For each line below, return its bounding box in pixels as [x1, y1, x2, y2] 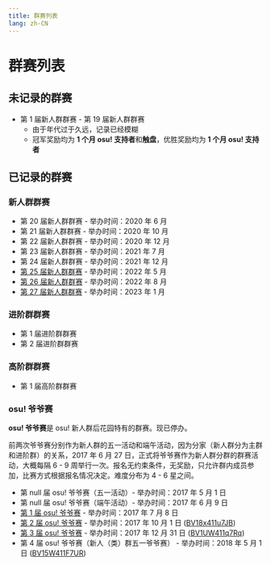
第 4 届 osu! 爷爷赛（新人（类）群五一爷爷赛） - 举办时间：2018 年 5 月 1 [19, 538, 262, 548]
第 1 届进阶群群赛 [19, 329, 77, 339]
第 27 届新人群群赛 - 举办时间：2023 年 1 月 [19, 287, 165, 297]
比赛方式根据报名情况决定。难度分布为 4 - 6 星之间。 [22, 471, 198, 480]
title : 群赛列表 [8, 11, 58, 20]
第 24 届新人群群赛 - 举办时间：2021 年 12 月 [19, 257, 169, 266]
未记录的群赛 [8, 91, 73, 105]
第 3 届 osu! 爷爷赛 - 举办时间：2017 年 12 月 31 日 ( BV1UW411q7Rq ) [19, 528, 245, 538]
